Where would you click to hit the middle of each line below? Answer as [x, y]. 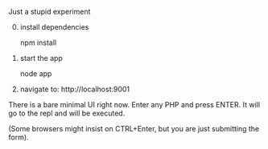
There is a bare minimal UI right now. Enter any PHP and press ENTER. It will [134, 105]
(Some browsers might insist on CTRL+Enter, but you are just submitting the [134, 129]
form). [19, 137]
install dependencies [54, 27]
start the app [41, 58]
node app [36, 74]
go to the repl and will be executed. [67, 113]
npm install [38, 42]
